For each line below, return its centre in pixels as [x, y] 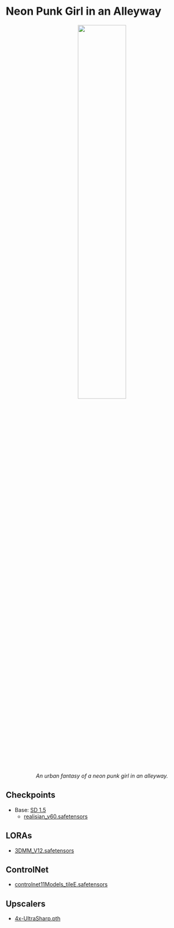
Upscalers [26, 904]
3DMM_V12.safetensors [44, 850]
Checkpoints [31, 795]
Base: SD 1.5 [30, 810]
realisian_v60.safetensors [56, 816]
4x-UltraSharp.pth [37, 919]
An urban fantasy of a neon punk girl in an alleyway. [102, 776]
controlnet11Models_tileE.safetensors [61, 884]
